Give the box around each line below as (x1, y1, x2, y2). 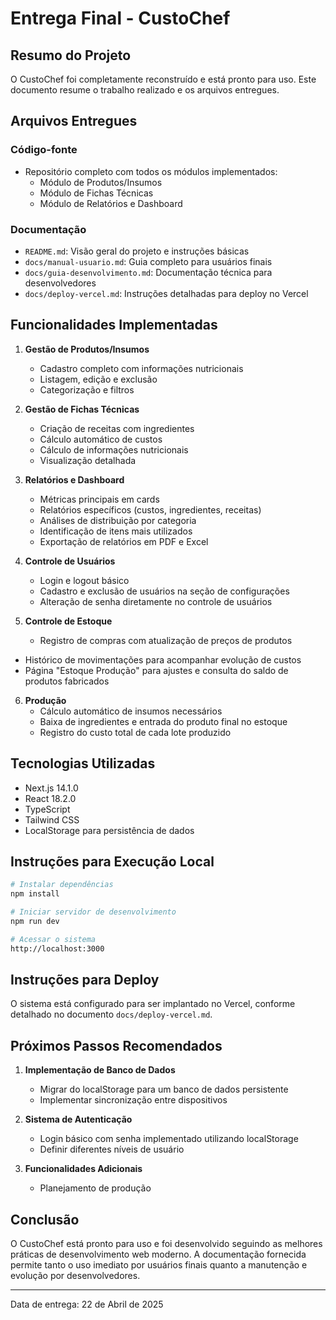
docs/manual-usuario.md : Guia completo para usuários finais (24, 255, 273, 267)
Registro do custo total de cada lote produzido (39, 726, 232, 738)
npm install (10, 889, 60, 899)
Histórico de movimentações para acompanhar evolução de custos (24, 653, 302, 666)
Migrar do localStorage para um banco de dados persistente (39, 1083, 289, 1096)
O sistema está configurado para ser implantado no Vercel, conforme (10, 998, 296, 1010)
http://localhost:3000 (10, 943, 105, 954)
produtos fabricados (24, 675, 110, 687)
